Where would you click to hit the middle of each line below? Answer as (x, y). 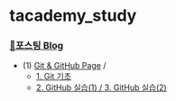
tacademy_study (73, 16)
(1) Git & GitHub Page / (64, 66)
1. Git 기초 (54, 77)
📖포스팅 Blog (37, 46)
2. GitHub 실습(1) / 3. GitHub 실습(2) (101, 87)
